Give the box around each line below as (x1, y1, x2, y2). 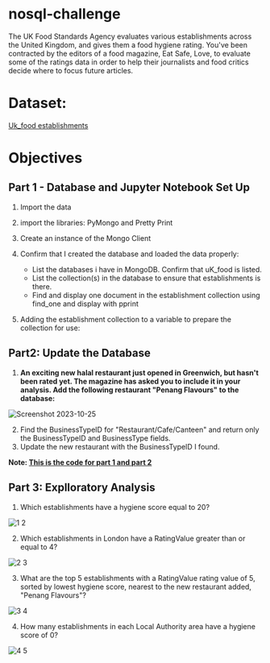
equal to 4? (19, 541, 58, 552)
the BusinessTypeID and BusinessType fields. (19, 433, 171, 443)
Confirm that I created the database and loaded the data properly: (19, 249, 239, 259)
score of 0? (19, 630, 59, 640)
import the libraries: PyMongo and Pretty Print (19, 218, 173, 227)
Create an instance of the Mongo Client (19, 233, 152, 242)
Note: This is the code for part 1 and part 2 (8, 457, 152, 467)
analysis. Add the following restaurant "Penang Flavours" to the (19, 384, 239, 395)
